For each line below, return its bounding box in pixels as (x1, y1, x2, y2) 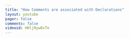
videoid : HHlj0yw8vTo (5, 26, 50, 31)
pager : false (5, 16, 32, 21)
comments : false (5, 21, 38, 26)
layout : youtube (5, 12, 38, 17)
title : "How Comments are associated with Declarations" (5, 7, 125, 12)
